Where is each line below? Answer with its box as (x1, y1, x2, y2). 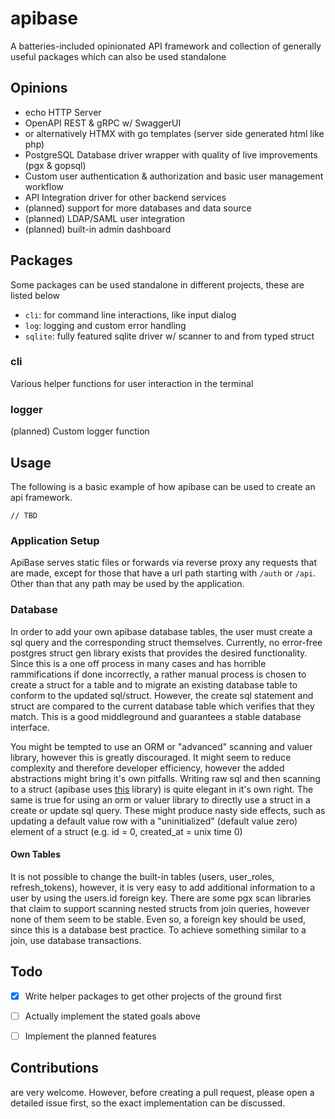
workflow (24, 180, 64, 192)
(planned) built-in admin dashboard (24, 223, 172, 235)
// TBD (10, 510, 38, 521)
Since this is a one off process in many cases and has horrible (10, 657, 267, 669)
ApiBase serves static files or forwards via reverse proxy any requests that (10, 557, 317, 569)
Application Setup (10, 533, 100, 547)
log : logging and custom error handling (24, 319, 187, 331)
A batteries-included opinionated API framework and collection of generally (10, 40, 322, 52)
